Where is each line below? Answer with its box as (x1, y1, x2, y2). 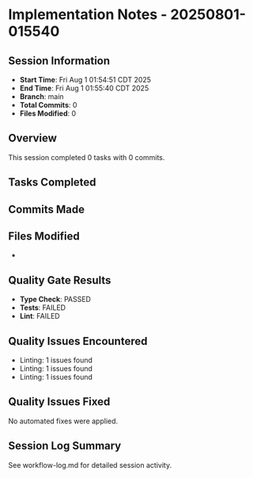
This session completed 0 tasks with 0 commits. (8, 152, 165, 162)
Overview (8, 132, 58, 145)
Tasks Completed (8, 176, 96, 189)
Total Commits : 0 (19, 101, 77, 109)
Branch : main (19, 92, 65, 101)
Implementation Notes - (8, 6, 168, 24)
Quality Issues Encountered (8, 335, 148, 348)
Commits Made (8, 202, 85, 216)
